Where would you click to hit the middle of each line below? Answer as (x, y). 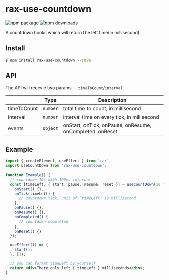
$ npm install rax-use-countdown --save (48, 60)
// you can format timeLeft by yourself (53, 263)
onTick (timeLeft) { (35, 194)
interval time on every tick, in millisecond (111, 117)
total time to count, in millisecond (102, 109)
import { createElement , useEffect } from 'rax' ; (58, 161)
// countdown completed (44, 222)
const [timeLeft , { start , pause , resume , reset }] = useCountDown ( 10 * (88, 184)
